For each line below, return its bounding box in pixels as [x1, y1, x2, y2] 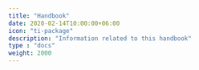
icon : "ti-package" [8, 27, 74, 35]
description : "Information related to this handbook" [8, 34, 193, 43]
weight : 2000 [8, 49, 52, 57]
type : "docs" [8, 42, 56, 50]
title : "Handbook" [8, 11, 70, 20]
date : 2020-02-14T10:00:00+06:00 [8, 19, 120, 27]
